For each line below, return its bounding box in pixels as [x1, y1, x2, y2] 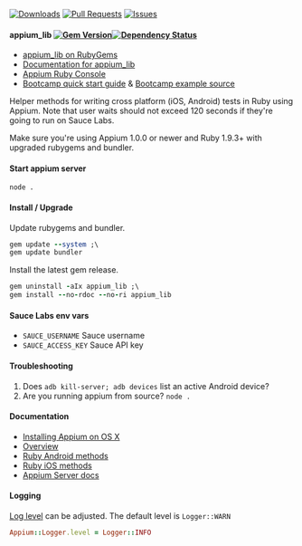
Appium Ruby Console [22, 69, 107, 80]
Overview [22, 440, 59, 452]
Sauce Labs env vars [9, 310, 90, 321]
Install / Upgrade [9, 202, 74, 213]
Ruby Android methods [22, 450, 109, 461]
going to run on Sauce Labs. [9, 115, 115, 126]
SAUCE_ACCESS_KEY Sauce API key [22, 340, 144, 350]
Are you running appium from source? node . [22, 390, 192, 401]
